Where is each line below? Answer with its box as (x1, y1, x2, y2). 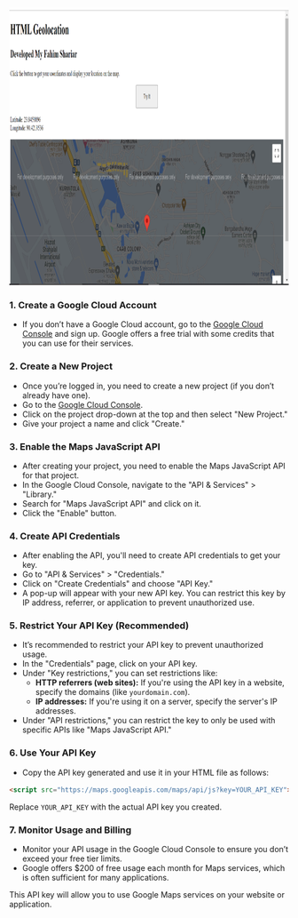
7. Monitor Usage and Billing (9, 824, 132, 836)
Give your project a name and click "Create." (21, 418, 185, 428)
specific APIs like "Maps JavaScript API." (21, 724, 172, 735)
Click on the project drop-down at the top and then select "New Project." (21, 409, 288, 419)
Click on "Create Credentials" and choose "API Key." (21, 579, 214, 589)
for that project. (21, 469, 80, 481)
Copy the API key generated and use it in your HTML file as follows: (21, 767, 269, 778)
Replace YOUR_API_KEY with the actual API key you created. (9, 802, 223, 812)
